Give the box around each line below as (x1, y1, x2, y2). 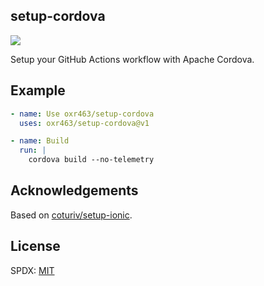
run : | (19, 145, 47, 156)
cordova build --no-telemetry (28, 155, 155, 165)
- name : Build (10, 136, 70, 146)
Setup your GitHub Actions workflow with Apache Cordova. (10, 53, 255, 65)
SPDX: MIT (10, 264, 55, 276)
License (10, 238, 61, 255)
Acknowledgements (10, 182, 139, 199)
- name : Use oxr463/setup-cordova (10, 109, 155, 119)
